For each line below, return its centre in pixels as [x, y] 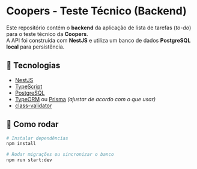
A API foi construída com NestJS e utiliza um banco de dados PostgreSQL [98, 40]
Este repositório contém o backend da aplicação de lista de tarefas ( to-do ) [99, 28]
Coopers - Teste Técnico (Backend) [97, 11]
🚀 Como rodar [32, 124]
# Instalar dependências [37, 138]
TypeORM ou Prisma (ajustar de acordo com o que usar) [85, 99]
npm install [21, 144]
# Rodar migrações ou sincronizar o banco [60, 155]
